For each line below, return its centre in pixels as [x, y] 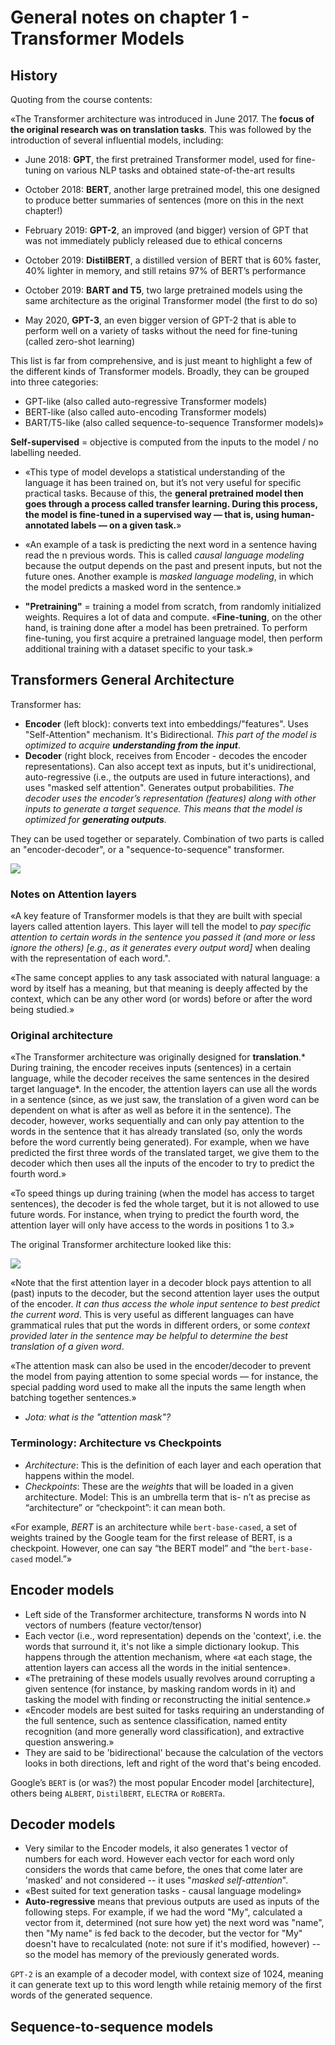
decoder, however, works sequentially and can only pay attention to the [157, 1121]
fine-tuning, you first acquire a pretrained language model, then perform [173, 638]
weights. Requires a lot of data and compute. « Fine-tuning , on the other [173, 617]
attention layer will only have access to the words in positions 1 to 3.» [152, 1225]
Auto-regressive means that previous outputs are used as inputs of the [172, 1902]
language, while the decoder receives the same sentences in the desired [160, 1078]
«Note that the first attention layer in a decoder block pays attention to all [161, 1283]
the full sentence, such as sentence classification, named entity [156, 1720]
